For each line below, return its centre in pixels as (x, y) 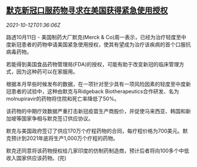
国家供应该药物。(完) (41, 158)
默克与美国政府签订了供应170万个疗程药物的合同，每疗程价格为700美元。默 (97, 131)
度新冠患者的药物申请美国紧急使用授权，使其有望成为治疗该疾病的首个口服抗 (98, 44)
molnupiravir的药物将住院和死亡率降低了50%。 (63, 98)
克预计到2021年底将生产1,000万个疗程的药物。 (62, 138)
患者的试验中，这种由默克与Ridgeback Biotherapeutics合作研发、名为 (95, 91)
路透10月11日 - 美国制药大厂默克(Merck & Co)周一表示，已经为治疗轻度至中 (96, 37)
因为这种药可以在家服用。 (47, 71)
